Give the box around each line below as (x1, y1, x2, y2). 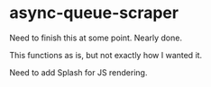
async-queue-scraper (9, 3, 179, 23)
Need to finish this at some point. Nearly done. (9, 32, 183, 43)
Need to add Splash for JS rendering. (9, 66, 148, 78)
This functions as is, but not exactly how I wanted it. (9, 49, 203, 60)
